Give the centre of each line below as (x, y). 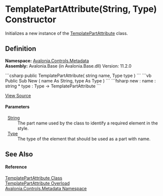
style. (23, 128)
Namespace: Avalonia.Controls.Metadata (47, 61)
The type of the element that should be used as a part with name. (84, 139)
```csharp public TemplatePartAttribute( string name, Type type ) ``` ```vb (78, 76)
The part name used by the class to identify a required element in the (88, 123)
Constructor (31, 20)
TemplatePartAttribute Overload (38, 183)
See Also (19, 154)
